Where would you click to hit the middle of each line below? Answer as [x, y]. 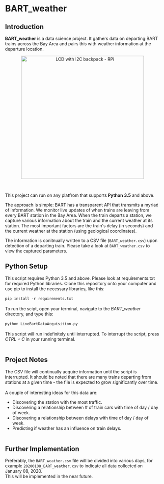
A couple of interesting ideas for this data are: [51, 393]
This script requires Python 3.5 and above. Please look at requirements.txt [80, 278]
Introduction [25, 27]
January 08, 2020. [24, 471]
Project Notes [27, 360]
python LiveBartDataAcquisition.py [41, 324]
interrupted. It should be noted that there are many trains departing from [78, 377]
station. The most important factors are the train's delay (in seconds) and [79, 226]
